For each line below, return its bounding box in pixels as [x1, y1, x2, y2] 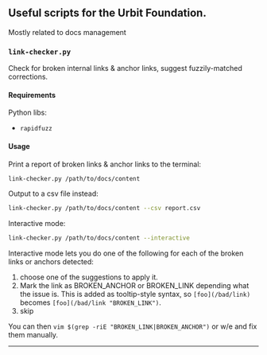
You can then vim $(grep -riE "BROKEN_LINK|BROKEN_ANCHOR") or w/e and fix [8, 322, 257, 331]
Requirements [8, 90, 56, 99]
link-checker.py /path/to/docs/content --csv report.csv [8, 205, 201, 213]
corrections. [8, 72, 48, 82]
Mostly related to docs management [8, 27, 127, 37]
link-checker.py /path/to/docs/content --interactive [8, 234, 191, 242]
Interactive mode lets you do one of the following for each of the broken [8, 248, 244, 258]
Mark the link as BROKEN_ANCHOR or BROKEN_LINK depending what [19, 281, 250, 291]
